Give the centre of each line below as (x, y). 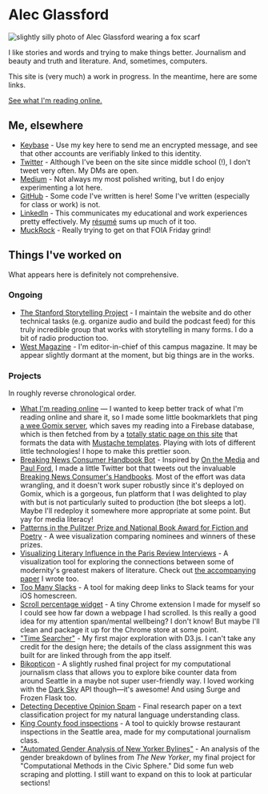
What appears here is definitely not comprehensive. (94, 275)
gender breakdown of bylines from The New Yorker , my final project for (138, 757)
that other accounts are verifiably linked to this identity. (111, 153)
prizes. (31, 545)
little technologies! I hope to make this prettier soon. (106, 451)
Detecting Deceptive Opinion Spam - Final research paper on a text (130, 707)
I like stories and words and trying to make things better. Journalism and (127, 52)
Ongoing (26, 295)
